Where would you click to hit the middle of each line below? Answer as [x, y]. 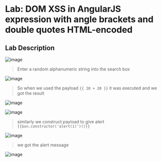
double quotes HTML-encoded [69, 30]
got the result [31, 93]
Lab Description [30, 48]
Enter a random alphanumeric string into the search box [73, 69]
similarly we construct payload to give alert [61, 122]
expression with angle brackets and [79, 19]
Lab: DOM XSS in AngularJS [63, 9]
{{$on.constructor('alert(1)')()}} [54, 126]
